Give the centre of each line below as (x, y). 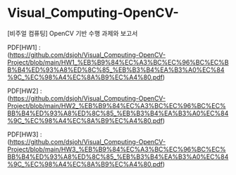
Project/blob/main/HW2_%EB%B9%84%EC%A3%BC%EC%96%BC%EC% (117, 105)
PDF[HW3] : (25, 134)
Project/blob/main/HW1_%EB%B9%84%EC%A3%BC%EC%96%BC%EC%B (118, 62)
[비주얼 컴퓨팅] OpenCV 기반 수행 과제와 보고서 (73, 33)
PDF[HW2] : (25, 91)
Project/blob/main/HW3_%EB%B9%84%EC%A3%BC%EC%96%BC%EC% (117, 149)
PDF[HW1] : (24, 47)
